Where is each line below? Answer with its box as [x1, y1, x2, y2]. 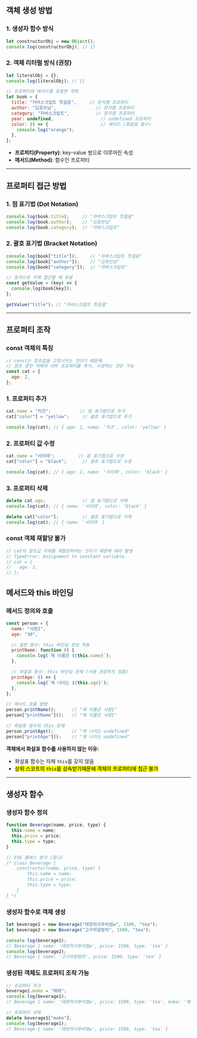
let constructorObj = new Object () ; [6, 38, 96, 44]
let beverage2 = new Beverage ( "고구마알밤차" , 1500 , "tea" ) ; [6, 927, 151, 933]
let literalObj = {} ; [6, 72, 59, 78]
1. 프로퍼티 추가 [6, 394, 47, 402]
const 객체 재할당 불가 [6, 534, 66, 542]
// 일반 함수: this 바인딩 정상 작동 [11, 642, 90, 648]
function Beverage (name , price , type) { [6, 822, 107, 828]
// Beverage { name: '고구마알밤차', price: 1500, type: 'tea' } [6, 954, 162, 960]
